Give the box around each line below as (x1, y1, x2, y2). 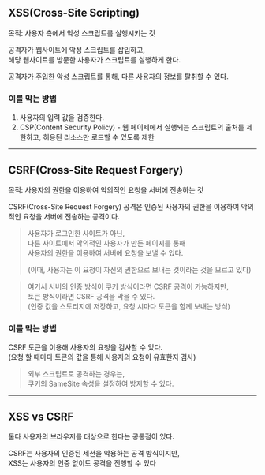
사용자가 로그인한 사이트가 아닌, (27, 228, 125, 237)
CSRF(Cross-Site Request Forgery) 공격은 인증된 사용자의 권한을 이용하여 (8, 201, 240, 211)
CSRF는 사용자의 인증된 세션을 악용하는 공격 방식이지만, (8, 449, 180, 458)
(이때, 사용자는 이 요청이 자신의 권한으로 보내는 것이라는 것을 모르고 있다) (27, 264, 252, 275)
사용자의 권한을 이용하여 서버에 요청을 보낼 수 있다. (27, 248, 184, 257)
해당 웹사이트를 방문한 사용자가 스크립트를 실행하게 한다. (8, 54, 181, 64)
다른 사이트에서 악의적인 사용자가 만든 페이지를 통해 (27, 238, 186, 248)
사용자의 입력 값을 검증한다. (19, 113, 105, 122)
